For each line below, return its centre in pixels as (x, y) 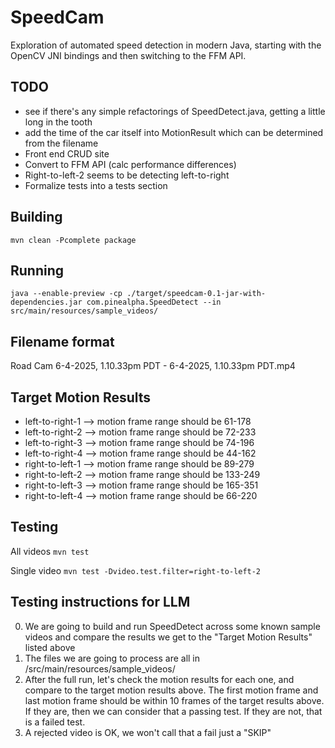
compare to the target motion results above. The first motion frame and (171, 690)
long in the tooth (58, 122)
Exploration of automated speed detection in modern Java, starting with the (166, 45)
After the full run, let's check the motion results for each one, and (159, 679)
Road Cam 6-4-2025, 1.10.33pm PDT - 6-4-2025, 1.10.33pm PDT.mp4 (153, 366)
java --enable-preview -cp (66, 294)
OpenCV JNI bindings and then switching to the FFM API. (128, 55)
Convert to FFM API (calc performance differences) (130, 164)
